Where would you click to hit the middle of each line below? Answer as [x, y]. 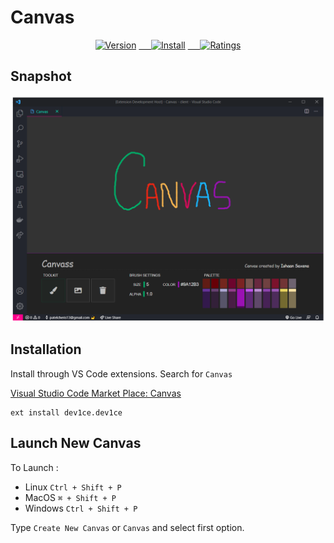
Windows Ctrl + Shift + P [81, 508]
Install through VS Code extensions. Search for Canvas [121, 373]
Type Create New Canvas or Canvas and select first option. [127, 527]
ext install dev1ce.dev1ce [66, 412]
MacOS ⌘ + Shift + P [70, 497]
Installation [46, 349]
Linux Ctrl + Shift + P [73, 487]
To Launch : [34, 467]
